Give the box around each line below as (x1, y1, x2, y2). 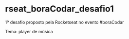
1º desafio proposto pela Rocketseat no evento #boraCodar (5, 19, 124, 25)
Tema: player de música (5, 28, 53, 34)
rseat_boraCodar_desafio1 (5, 3, 114, 14)
